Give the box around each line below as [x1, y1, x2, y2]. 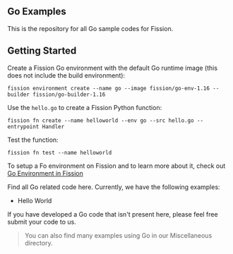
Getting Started [7, 45, 77, 57]
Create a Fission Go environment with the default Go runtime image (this [7, 64, 217, 72]
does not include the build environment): [7, 71, 126, 80]
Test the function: [7, 135, 59, 144]
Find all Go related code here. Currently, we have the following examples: [7, 183, 220, 191]
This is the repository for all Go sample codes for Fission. [7, 24, 174, 32]
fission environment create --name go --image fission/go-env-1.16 [7, 85, 210, 92]
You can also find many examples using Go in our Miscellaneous [24, 231, 213, 239]
